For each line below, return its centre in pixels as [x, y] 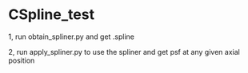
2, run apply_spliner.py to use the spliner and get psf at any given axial [124, 52]
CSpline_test [51, 15]
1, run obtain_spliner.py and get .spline [71, 36]
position [22, 60]
